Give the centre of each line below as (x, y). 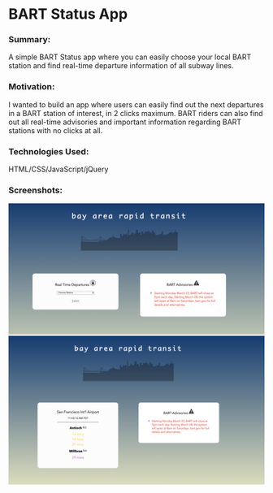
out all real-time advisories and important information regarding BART (125, 122)
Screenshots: (36, 190)
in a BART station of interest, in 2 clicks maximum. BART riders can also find (136, 113)
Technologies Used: (49, 151)
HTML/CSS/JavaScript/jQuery (58, 169)
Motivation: (32, 87)
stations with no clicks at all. (56, 130)
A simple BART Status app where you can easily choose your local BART (130, 57)
